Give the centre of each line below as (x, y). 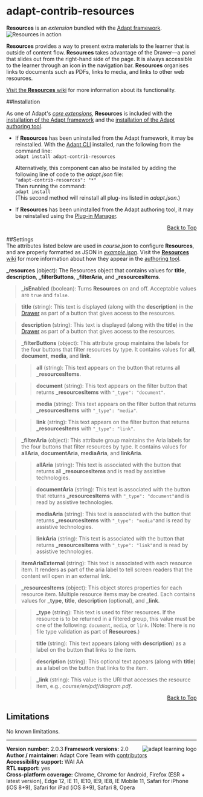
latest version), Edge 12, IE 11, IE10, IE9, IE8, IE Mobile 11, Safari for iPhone (98, 781)
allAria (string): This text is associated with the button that (108, 465)
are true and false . (45, 295)
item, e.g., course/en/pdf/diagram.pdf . (84, 686)
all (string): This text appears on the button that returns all (108, 367)
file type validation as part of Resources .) (88, 631)
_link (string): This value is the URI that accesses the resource (114, 680)
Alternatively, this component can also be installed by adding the (95, 168)
